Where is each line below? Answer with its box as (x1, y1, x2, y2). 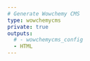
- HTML (13, 43, 33, 50)
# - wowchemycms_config (13, 36, 83, 43)
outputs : (7, 29, 33, 37)
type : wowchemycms (7, 17, 61, 24)
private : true (7, 23, 49, 30)
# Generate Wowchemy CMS (7, 10, 80, 18)
